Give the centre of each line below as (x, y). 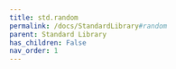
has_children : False (48, 43)
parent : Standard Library (58, 34)
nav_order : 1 (34, 51)
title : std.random (44, 17)
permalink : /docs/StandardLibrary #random (88, 26)
